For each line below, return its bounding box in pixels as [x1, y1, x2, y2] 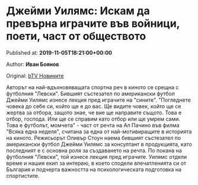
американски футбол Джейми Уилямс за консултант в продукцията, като [6, 140, 193, 148]
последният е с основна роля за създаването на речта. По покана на [6, 147, 182, 154]
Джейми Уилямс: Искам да [6, 4, 150, 18]
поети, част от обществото [6, 30, 146, 43]
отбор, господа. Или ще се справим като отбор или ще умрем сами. [6, 115, 181, 123]
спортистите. [6, 172, 40, 179]
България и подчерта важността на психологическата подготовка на [6, 165, 182, 173]
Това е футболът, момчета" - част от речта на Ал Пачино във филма [6, 121, 180, 128]
